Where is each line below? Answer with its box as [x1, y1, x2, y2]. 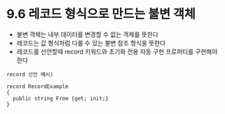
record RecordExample [6, 83, 69, 90]
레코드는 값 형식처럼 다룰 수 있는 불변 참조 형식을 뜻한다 [16, 38, 166, 47]
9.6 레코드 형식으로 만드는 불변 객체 [6, 6, 196, 22]
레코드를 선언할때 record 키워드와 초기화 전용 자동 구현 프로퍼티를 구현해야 [16, 47, 218, 56]
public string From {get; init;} [12, 95, 109, 102]
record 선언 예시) [6, 71, 54, 78]
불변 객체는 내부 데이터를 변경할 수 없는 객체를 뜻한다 [16, 30, 159, 38]
